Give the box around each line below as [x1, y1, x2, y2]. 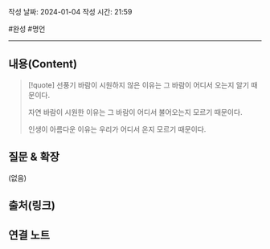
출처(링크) [8, 199, 56, 213]
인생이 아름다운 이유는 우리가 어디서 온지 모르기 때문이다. [27, 124, 207, 134]
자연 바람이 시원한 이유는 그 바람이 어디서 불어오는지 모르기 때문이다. [27, 107, 243, 116]
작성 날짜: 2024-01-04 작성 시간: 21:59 [8, 7, 133, 16]
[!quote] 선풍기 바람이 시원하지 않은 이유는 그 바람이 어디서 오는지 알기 [27, 80, 250, 90]
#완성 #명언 [8, 24, 46, 34]
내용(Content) [8, 57, 78, 71]
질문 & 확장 [8, 150, 60, 164]
